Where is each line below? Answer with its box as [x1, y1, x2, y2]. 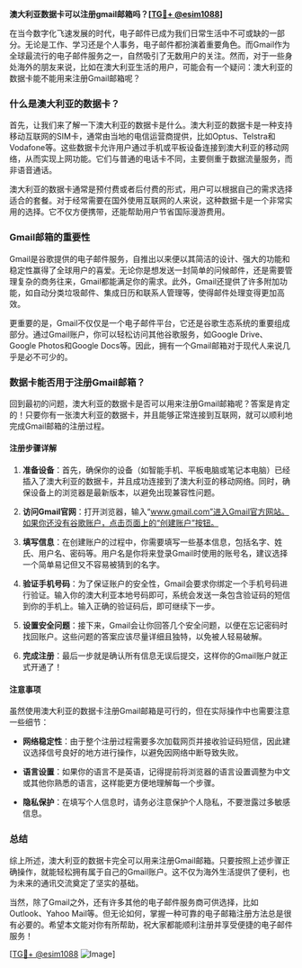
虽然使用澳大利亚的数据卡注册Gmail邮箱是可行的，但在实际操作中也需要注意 [9, 706, 290, 717]
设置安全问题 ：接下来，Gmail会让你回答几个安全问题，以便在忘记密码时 [22, 620, 289, 631]
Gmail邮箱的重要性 [9, 231, 91, 244]
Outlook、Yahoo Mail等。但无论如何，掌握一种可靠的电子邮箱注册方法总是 [9, 908, 285, 918]
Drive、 [239, 329, 268, 339]
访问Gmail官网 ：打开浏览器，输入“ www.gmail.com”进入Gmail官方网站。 [22, 506, 289, 517]
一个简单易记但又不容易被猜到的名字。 [22, 559, 164, 570]
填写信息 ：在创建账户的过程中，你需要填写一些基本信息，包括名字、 [22, 537, 275, 547]
